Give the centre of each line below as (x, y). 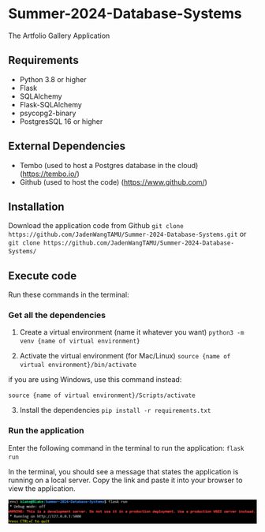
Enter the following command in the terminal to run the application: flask (126, 448)
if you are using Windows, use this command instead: (95, 380)
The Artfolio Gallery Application (59, 36)
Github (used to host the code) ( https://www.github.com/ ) (113, 182)
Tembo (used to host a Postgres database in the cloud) (109, 165)
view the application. (42, 488)
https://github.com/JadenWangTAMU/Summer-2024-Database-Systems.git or (127, 234)
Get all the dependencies (57, 315)
